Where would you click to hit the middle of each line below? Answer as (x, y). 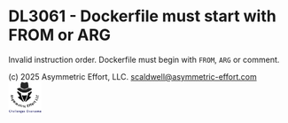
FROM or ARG (60, 35)
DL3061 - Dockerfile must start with (142, 16)
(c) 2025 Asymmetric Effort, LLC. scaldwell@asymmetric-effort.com (133, 76)
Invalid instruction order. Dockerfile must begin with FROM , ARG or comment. (144, 59)
